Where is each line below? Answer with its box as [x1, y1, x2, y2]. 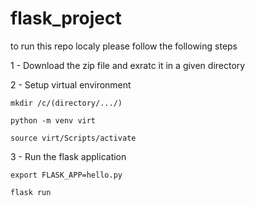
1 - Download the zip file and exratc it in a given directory [10, 59, 246, 71]
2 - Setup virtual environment [10, 78, 132, 91]
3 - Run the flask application [10, 150, 127, 162]
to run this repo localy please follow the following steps [10, 40, 238, 52]
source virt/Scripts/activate [10, 133, 137, 143]
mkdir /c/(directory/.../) [10, 98, 123, 108]
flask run [10, 187, 52, 197]
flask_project [10, 7, 122, 30]
